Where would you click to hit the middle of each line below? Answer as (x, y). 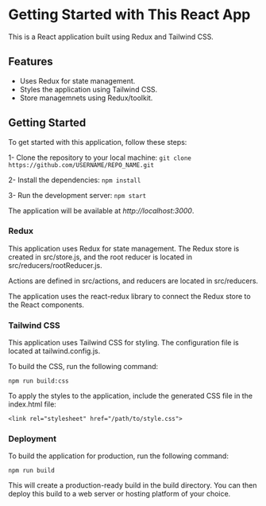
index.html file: (33, 404)
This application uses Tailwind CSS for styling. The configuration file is (124, 343)
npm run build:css (39, 381)
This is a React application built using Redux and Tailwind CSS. (111, 37)
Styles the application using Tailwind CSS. (89, 89)
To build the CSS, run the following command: (83, 367)
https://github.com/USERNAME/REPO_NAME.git (81, 165)
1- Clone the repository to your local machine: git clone (100, 158)
